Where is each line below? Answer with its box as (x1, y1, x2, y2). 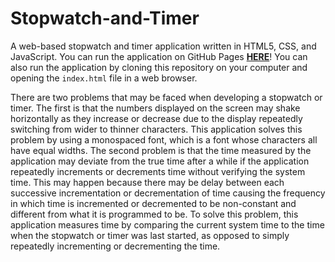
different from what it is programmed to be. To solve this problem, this (10, 208, 299, 220)
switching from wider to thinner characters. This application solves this (10, 123, 303, 135)
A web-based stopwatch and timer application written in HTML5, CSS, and (10, 40, 317, 52)
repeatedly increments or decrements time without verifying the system (10, 165, 306, 177)
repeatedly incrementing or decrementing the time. (10, 240, 221, 252)
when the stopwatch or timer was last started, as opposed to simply (10, 229, 290, 241)
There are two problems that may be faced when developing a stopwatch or (10, 91, 323, 103)
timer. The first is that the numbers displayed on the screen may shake (10, 102, 301, 114)
